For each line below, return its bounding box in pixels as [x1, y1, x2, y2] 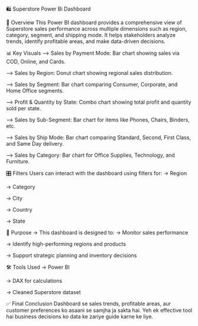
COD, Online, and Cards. [6, 58, 66, 65]
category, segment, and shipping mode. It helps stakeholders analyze [6, 32, 176, 38]
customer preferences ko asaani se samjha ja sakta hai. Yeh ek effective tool [6, 307, 193, 314]
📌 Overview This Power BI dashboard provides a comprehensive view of [6, 19, 182, 26]
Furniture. [6, 158, 30, 164]
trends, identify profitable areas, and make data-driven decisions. [6, 38, 165, 45]
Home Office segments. [6, 87, 64, 94]
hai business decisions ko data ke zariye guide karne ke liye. [6, 313, 154, 320]
